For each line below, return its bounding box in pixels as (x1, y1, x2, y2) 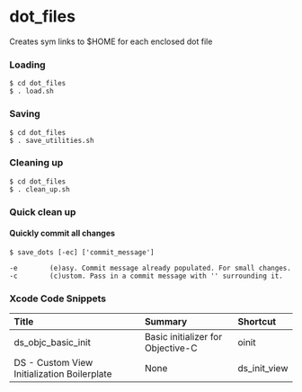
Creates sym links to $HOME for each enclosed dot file (9, 36, 213, 47)
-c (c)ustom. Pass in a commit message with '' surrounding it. (9, 272, 283, 281)
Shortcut (237, 316, 277, 328)
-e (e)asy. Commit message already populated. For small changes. (9, 263, 292, 272)
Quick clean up (9, 205, 76, 218)
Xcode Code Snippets (9, 292, 107, 305)
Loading (9, 58, 47, 71)
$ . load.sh (9, 87, 54, 96)
